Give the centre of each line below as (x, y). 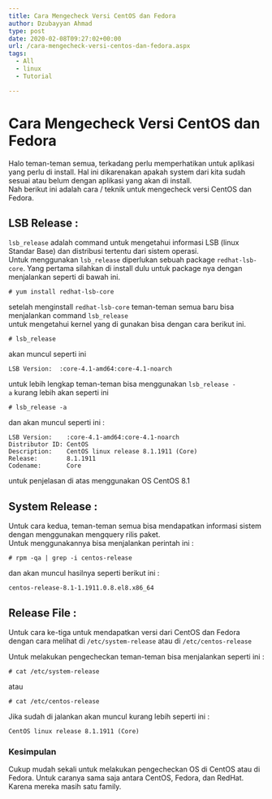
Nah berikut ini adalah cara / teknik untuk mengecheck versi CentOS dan (130, 189)
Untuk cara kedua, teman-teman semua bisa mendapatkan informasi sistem (135, 526)
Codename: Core (45, 466)
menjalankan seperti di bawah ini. (65, 277)
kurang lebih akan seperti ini (62, 393)
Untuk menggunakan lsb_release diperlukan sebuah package (112, 260)
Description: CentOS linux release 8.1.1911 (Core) (103, 452)
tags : (17, 54)
